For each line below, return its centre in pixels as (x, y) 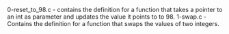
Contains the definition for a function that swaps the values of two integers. (113, 24)
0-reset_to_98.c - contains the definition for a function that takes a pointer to (115, 10)
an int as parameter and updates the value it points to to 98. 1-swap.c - (107, 17)
